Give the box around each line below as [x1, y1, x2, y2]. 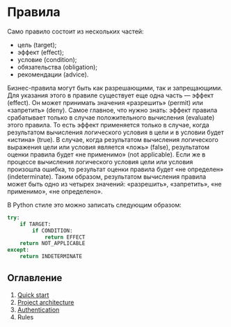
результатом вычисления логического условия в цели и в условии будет [7, 128, 224, 136]
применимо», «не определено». [7, 187, 103, 196]
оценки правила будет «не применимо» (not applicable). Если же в [7, 150, 206, 159]
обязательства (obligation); [17, 63, 98, 71]
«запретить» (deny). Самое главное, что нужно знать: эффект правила [7, 106, 218, 114]
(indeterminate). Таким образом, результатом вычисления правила [7, 172, 207, 181]
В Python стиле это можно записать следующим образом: [7, 200, 182, 209]
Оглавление [7, 272, 63, 284]
